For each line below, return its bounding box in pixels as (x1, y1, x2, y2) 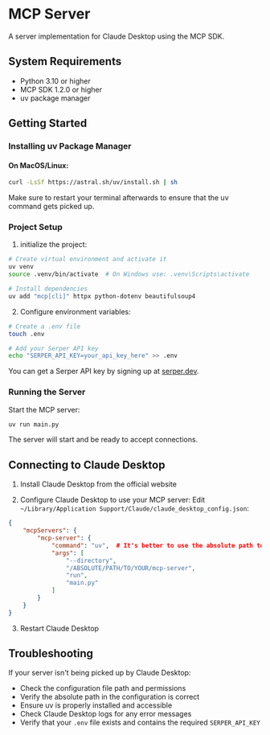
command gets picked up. (8, 202, 95, 211)
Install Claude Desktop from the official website (19, 479, 177, 489)
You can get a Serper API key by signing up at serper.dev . (8, 367, 199, 376)
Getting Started (8, 117, 88, 130)
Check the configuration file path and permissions (19, 684, 186, 693)
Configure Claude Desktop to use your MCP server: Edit (19, 495, 206, 505)
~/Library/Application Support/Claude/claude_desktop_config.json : (19, 503, 249, 513)
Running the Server (8, 387, 86, 398)
